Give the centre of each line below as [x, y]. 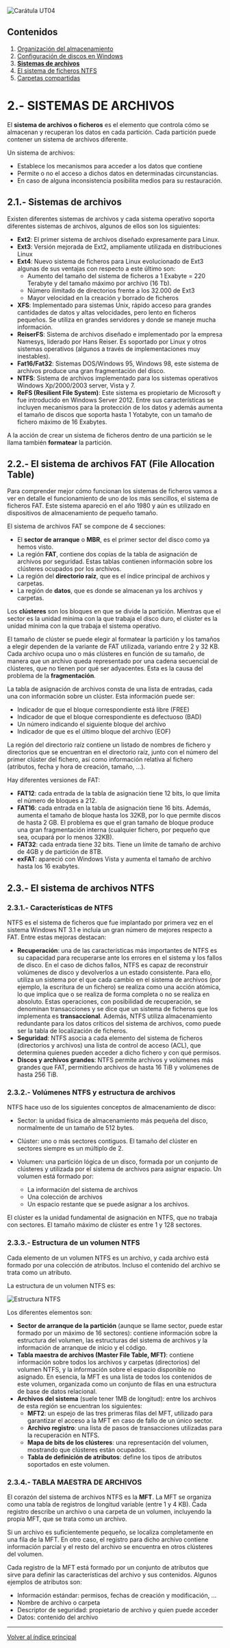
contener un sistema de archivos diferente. [67, 139]
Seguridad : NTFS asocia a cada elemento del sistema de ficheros [110, 1038]
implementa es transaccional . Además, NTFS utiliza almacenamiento [114, 1016]
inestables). [34, 356]
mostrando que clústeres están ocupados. [87, 1449]
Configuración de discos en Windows [70, 56]
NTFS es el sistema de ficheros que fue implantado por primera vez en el [110, 923]
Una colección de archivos [65, 1197]
